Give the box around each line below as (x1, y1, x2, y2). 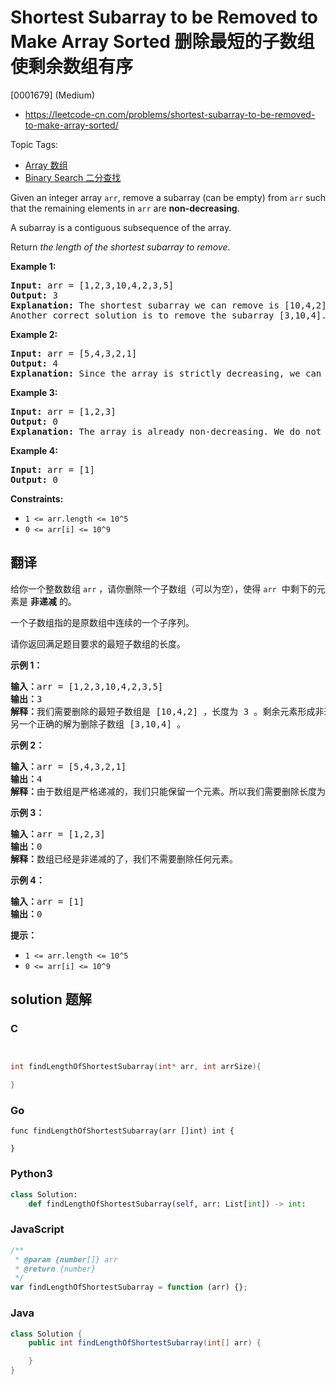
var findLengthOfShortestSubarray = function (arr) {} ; (10, 1282, 248, 1293)
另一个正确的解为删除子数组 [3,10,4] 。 (10, 718, 187, 730)
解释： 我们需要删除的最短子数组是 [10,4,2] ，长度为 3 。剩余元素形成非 (10, 706, 325, 717)
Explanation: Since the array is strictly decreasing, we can (10, 367, 322, 379)
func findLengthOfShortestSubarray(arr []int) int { (10, 1126, 235, 1136)
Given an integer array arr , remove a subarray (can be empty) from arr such (10, 191, 326, 203)
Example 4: (10, 444, 58, 456)
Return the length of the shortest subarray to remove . (10, 241, 231, 253)
